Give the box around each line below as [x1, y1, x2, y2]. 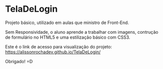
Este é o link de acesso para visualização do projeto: [5, 44, 112, 49]
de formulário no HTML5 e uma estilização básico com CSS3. [5, 34, 130, 40]
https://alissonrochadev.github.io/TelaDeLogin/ [5, 49, 101, 55]
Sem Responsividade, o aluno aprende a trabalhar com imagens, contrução [5, 29, 159, 35]
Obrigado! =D [5, 58, 33, 64]
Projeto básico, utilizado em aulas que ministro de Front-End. [5, 20, 129, 25]
